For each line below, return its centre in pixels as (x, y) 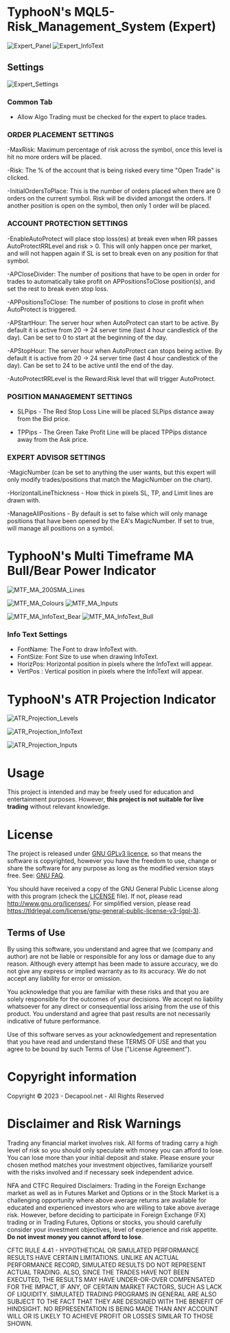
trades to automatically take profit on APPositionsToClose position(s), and (111, 281)
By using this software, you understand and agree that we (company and (110, 949)
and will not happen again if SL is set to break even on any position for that (113, 253)
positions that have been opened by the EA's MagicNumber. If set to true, (111, 521)
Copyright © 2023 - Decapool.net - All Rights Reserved (85, 1096)
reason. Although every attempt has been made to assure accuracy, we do (113, 964)
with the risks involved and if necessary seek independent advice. (101, 1172)
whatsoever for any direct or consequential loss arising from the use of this (113, 1006)
